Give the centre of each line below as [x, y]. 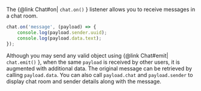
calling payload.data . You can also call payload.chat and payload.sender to [100, 75]
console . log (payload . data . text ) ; [60, 38]
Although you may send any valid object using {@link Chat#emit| [87, 55]
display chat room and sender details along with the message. [84, 81]
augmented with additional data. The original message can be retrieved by [99, 68]
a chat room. [22, 16]
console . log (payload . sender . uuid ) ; [62, 32]
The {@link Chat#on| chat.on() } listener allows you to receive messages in [101, 9]
